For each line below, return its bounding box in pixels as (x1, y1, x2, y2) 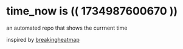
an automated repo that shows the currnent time (6, 24, 128, 31)
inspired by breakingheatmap (6, 36, 80, 43)
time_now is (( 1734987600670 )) (6, 4, 178, 18)
